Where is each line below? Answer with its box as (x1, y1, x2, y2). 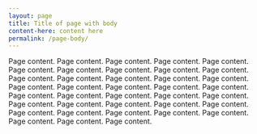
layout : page (8, 11, 53, 20)
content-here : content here (8, 27, 104, 35)
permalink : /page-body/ (8, 34, 89, 43)
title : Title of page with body (8, 19, 118, 27)
